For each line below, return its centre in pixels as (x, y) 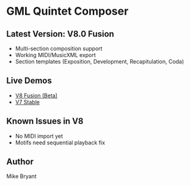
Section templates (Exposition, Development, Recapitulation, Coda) (100, 61)
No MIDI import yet (39, 136)
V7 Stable (27, 102)
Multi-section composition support (59, 48)
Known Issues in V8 (45, 121)
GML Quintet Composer (68, 11)
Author (20, 162)
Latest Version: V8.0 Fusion (60, 34)
